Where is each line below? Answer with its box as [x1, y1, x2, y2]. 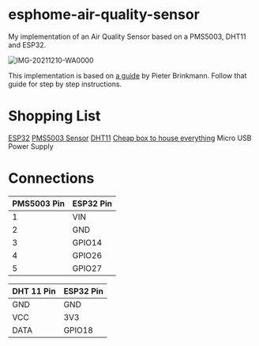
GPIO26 [72, 249, 103, 260]
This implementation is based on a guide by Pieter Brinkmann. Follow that [8, 70, 247, 80]
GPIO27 [72, 263, 103, 274]
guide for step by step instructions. [8, 79, 122, 89]
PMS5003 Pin [12, 198, 66, 209]
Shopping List [8, 107, 101, 125]
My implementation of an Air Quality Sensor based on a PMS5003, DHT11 [8, 32, 246, 41]
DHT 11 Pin [12, 285, 57, 296]
